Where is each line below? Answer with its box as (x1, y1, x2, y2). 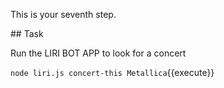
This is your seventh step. (10, 9, 117, 20)
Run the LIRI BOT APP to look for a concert (10, 47, 187, 59)
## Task (10, 28, 44, 39)
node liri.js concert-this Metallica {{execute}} (10, 67, 215, 78)
